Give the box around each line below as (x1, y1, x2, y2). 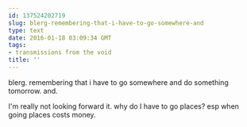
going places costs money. (8, 110, 97, 119)
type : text (8, 26, 44, 34)
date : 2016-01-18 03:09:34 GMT (8, 33, 112, 42)
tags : (8, 41, 26, 49)
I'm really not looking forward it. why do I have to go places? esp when (8, 101, 240, 111)
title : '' (8, 56, 41, 64)
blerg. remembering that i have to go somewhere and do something (8, 77, 229, 87)
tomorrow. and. (8, 86, 58, 95)
